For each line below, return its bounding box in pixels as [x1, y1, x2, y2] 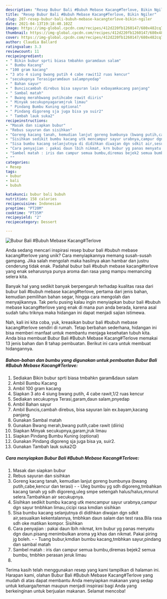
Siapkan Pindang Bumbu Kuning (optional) [12, 433, 100, 439]
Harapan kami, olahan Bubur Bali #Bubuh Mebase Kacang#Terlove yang [5, 572, 153, 578]
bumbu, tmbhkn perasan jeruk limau [12, 552, 87, 558]
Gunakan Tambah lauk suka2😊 [12, 443, 77, 449]
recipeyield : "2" [5, 215, 42, 220]
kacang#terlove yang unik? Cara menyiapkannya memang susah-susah [5, 253, 152, 258]
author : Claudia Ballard [5, 40, 57, 45]
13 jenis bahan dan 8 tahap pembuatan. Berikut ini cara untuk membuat [5, 341, 151, 346]
